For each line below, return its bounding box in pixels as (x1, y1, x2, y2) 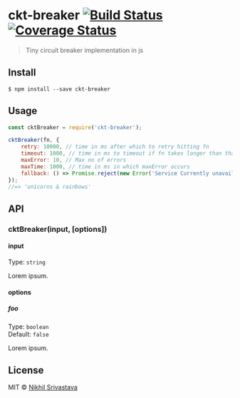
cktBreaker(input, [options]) (8, 224, 108, 234)
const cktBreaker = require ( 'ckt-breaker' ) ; (8, 123, 142, 131)
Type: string (8, 257, 46, 266)
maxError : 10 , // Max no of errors (21, 157, 127, 164)
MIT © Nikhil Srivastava (8, 383, 78, 392)
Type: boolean (8, 322, 49, 331)
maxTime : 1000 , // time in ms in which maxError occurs (21, 163, 191, 170)
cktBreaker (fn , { (8, 136, 60, 144)
